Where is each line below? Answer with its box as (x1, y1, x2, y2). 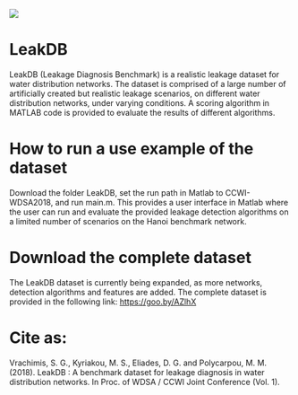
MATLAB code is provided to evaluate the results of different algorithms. (9, 107, 276, 118)
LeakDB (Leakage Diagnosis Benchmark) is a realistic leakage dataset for (9, 68, 280, 80)
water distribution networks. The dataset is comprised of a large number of (9, 78, 286, 89)
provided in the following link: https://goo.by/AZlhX (9, 296, 197, 307)
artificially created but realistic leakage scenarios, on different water (9, 88, 261, 99)
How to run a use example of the (9, 139, 254, 159)
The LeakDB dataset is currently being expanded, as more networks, (9, 276, 263, 287)
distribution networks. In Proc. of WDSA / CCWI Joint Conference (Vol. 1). (9, 376, 280, 387)
